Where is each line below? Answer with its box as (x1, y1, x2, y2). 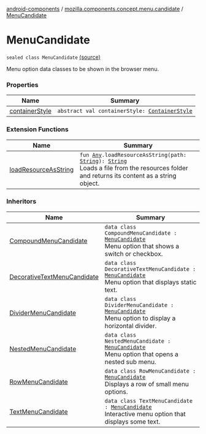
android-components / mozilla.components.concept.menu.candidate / (6, 6, 184, 12)
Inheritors (6, 197, 37, 206)
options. (104, 387, 128, 396)
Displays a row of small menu (104, 379, 189, 388)
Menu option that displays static (104, 278, 197, 286)
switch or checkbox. (104, 249, 163, 258)
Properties (6, 80, 39, 89)
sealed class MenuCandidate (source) (6, 53, 101, 61)
